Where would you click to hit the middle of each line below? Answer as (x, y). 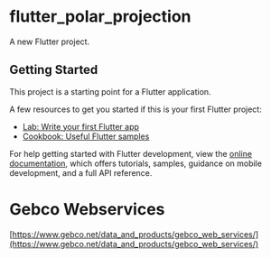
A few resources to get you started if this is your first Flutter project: (135, 109)
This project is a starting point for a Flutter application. (110, 91)
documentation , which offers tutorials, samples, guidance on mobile (135, 163)
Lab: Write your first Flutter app (81, 126)
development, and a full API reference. (81, 172)
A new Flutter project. (50, 41)
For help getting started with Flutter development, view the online (131, 153)
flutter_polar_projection (100, 17)
